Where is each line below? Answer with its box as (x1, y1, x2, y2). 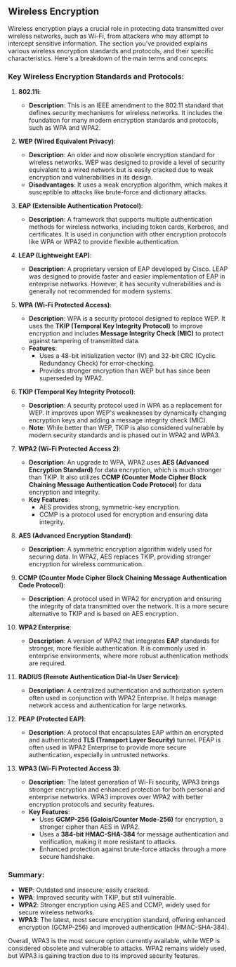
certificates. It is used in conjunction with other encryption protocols (28, 230, 227, 239)
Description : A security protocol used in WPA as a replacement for (28, 401, 223, 410)
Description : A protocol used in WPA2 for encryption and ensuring (28, 594, 222, 603)
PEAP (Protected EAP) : (18, 715, 86, 723)
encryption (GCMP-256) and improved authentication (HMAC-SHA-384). (18, 923, 229, 932)
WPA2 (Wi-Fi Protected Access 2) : (18, 445, 122, 453)
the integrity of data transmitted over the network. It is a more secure (28, 602, 229, 611)
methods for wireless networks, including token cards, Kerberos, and (28, 222, 229, 231)
